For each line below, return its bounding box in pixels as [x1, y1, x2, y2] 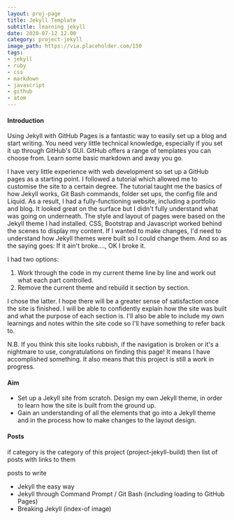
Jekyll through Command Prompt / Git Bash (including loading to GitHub [17, 489, 225, 498]
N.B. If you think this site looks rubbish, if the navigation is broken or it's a [7, 340, 219, 349]
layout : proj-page [7, 10, 61, 17]
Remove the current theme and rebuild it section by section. [17, 283, 190, 292]
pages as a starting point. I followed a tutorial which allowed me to [7, 175, 198, 184]
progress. [7, 362, 35, 371]
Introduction [7, 116, 44, 124]
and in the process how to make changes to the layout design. [17, 416, 197, 424]
